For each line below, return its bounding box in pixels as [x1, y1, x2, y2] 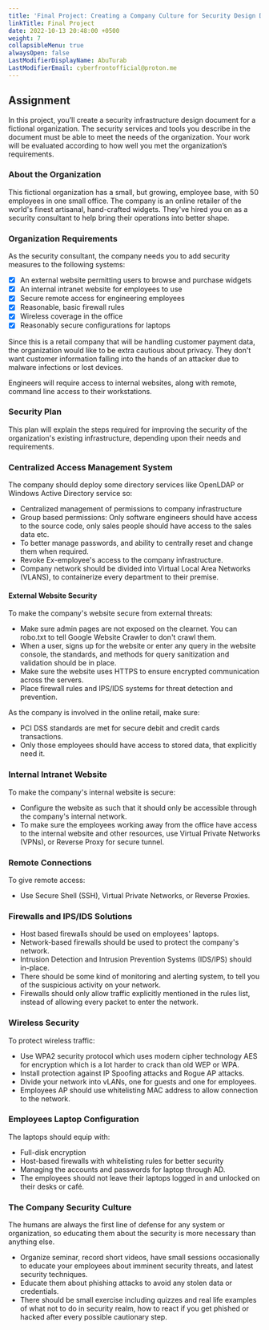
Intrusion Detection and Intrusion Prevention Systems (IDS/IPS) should [19, 954, 252, 964]
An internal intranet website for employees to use [19, 284, 183, 294]
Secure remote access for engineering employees [19, 294, 186, 303]
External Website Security [8, 591, 98, 600]
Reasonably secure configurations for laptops [19, 320, 171, 330]
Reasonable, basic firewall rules [19, 303, 126, 312]
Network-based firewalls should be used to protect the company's [19, 938, 239, 947]
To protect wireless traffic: [8, 1035, 95, 1045]
